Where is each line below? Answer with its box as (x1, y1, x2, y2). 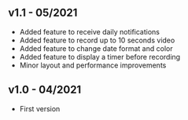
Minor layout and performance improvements (19, 60, 167, 70)
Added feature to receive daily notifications (19, 27, 160, 36)
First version (19, 104, 61, 113)
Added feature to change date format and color (19, 43, 173, 53)
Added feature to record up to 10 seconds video (19, 35, 175, 45)
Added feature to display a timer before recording (19, 52, 181, 61)
